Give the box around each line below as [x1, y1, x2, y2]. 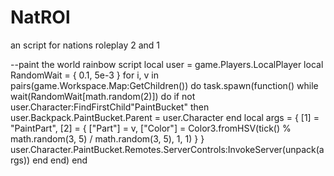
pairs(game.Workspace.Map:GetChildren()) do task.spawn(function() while [10, 79, 319, 91]
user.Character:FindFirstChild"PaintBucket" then [10, 101, 210, 113]
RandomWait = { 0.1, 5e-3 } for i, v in [10, 69, 159, 81]
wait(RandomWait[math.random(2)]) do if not [10, 90, 196, 102]
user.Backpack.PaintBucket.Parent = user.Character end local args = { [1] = [10, 111, 320, 123]
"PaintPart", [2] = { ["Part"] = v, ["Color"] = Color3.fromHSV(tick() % [10, 122, 292, 134]
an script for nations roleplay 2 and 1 [10, 39, 161, 51]
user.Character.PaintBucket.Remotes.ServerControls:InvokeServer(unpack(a [10, 143, 325, 155]
